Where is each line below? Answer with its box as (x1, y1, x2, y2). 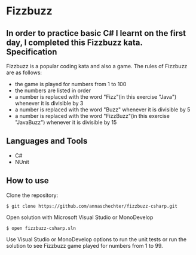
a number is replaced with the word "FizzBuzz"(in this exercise (14, 113, 170, 119)
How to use (6, 175, 49, 186)
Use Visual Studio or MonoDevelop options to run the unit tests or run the (6, 235, 187, 243)
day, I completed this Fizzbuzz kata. (6, 37, 143, 47)
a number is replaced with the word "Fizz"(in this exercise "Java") (14, 93, 177, 100)
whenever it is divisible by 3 (14, 100, 84, 107)
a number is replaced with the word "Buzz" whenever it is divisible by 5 (14, 106, 191, 113)
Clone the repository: (6, 192, 59, 199)
